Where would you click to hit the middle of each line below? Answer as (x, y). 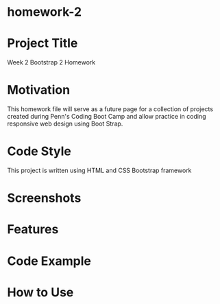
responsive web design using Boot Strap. (65, 124)
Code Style (39, 151)
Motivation (39, 90)
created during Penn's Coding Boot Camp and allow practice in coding (107, 117)
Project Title (42, 44)
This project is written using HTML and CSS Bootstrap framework (99, 170)
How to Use (40, 292)
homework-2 (45, 12)
